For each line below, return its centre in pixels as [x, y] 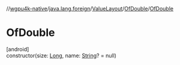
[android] [18, 49]
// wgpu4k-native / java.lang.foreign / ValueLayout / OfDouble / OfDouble [90, 9]
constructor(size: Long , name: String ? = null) [61, 55]
